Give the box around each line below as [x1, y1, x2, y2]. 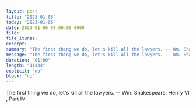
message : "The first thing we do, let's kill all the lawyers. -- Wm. [6, 52, 181, 57]
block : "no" [6, 73, 35, 79]
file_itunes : [6, 35, 38, 41]
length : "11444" [6, 62, 45, 69]
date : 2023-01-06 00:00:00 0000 [6, 24, 85, 31]
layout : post [6, 8, 38, 15]
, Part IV [6, 95, 26, 102]
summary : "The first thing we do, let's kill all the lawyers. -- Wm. [6, 46, 181, 52]
